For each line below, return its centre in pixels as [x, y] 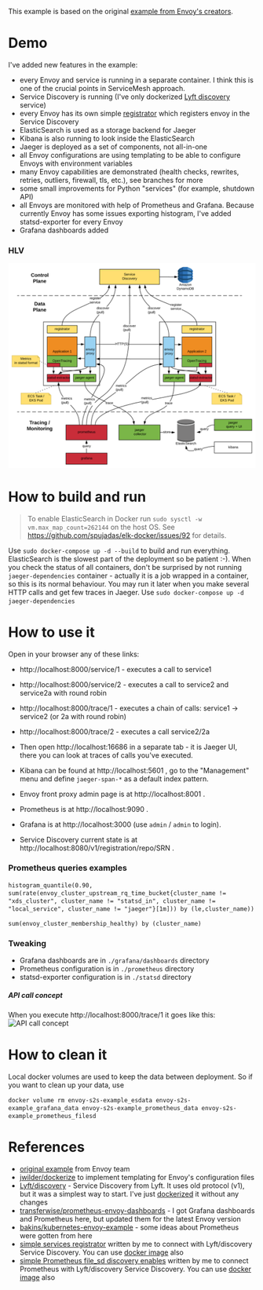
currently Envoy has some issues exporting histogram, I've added [125, 213]
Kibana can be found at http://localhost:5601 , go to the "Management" [134, 770]
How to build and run [77, 497]
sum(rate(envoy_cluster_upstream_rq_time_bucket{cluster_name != [117, 893]
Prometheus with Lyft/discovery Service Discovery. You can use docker [135, 1269]
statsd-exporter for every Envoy [71, 221]
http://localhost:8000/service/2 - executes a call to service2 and [124, 684]
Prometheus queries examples [68, 868]
